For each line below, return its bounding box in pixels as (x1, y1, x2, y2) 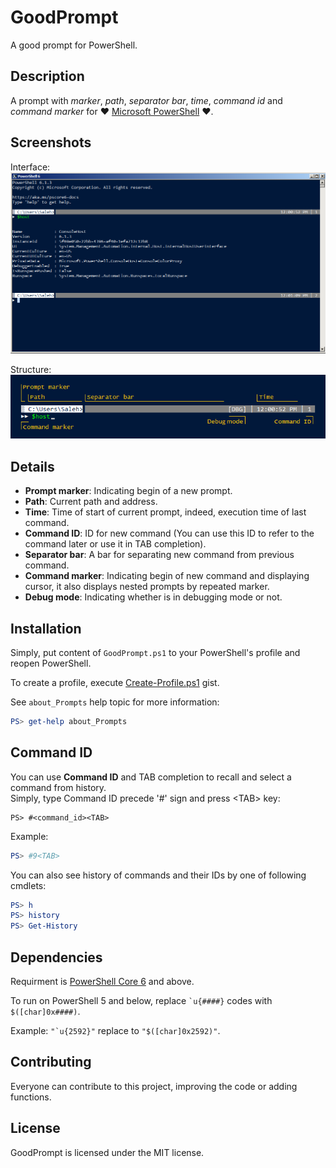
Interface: (10, 161, 51, 173)
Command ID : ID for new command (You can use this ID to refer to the (24, 527, 315, 540)
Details (10, 458, 55, 475)
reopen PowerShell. (10, 657, 92, 670)
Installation (10, 620, 82, 637)
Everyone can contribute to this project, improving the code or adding (10, 1080, 298, 1092)
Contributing (10, 1054, 92, 1071)
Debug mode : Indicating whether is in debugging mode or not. (24, 591, 283, 603)
